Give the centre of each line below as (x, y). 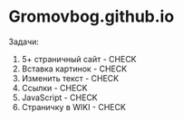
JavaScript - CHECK (60, 98)
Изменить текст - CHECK (70, 78)
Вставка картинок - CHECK (74, 69)
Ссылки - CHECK (54, 88)
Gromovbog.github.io (91, 17)
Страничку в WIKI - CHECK (73, 107)
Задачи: (24, 42)
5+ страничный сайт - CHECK (79, 59)
